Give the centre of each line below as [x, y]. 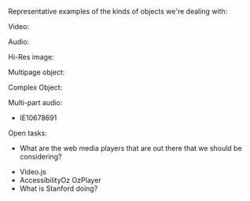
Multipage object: [37, 72]
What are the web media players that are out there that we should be [131, 148]
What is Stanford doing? [59, 188]
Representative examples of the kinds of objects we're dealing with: [118, 11]
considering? [40, 157]
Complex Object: [35, 87]
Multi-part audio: [35, 102]
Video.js [33, 172]
